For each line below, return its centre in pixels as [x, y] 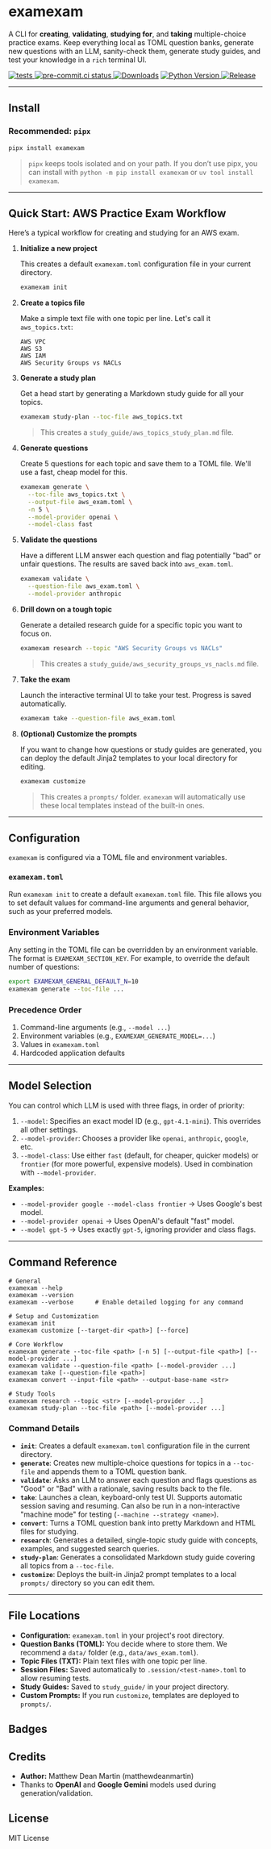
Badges [28, 1729]
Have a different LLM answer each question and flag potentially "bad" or [140, 556]
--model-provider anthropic [75, 594]
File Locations [44, 1616]
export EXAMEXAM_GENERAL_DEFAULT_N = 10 [73, 981]
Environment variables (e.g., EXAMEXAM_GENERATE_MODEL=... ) [118, 1036]
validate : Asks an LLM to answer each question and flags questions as [138, 1480]
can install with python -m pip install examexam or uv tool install [141, 172]
